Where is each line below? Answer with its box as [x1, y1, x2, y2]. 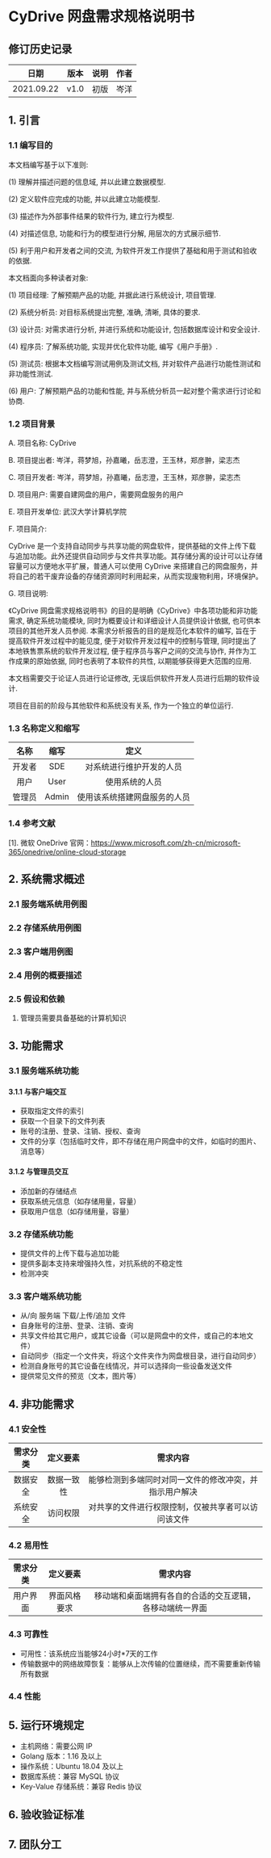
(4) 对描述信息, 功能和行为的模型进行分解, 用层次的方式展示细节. [8, 228, 222, 238]
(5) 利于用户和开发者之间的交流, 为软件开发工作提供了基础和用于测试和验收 [8, 246, 257, 255]
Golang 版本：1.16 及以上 [19, 1751, 102, 1761]
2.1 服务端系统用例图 [8, 898, 88, 910]
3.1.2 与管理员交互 [8, 1167, 69, 1176]
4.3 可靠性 [8, 1629, 49, 1640]
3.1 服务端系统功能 [8, 1066, 79, 1077]
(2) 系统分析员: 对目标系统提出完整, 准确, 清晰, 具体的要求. [8, 307, 201, 317]
